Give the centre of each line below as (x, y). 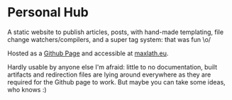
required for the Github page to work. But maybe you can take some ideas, (116, 82)
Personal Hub (48, 12)
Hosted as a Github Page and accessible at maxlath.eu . (88, 53)
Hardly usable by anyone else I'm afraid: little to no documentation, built (112, 67)
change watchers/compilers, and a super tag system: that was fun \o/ (109, 39)
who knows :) (27, 89)
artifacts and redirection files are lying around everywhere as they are (109, 74)
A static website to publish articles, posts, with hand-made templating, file (116, 32)
